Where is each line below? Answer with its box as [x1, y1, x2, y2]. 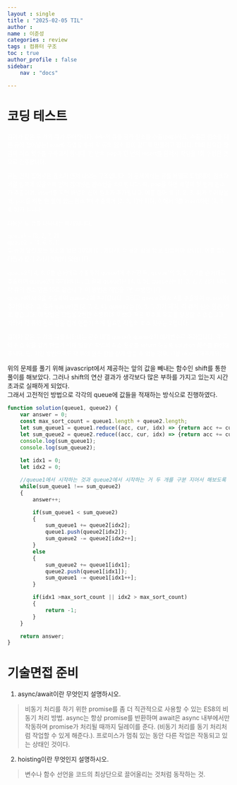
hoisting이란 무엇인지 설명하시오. [17, 755, 109, 764]
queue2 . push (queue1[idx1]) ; [44, 568, 128, 575]
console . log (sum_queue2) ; [20, 444, 97, 451]
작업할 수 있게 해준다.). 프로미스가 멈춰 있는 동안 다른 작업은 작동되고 [32, 731, 221, 740]
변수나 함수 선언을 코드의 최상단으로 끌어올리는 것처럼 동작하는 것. [24, 770, 206, 779]
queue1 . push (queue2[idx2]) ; [44, 528, 128, 536]
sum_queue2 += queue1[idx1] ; [44, 561, 131, 568]
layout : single [7, 10, 55, 18]
